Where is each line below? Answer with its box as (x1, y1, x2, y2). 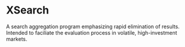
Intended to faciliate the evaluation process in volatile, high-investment (6, 29, 177, 36)
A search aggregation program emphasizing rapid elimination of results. (6, 23, 180, 30)
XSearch (6, 4, 49, 17)
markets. (6, 35, 28, 42)
